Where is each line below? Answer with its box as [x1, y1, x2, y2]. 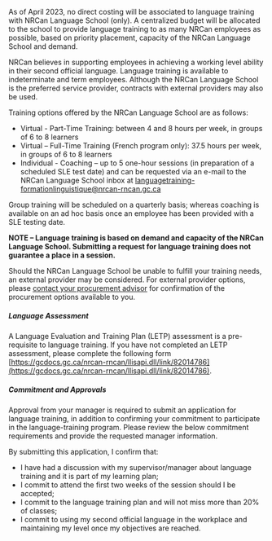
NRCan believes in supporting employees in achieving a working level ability [8, 57, 264, 67]
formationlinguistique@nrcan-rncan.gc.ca [20, 184, 161, 194]
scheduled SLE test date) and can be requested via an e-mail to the [20, 167, 247, 176]
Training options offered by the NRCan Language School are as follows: [8, 108, 248, 117]
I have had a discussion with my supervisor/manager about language [20, 462, 252, 472]
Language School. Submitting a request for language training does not [8, 242, 251, 251]
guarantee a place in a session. [8, 250, 116, 260]
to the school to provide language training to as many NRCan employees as [8, 24, 261, 33]
